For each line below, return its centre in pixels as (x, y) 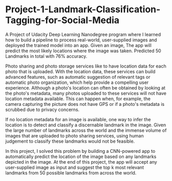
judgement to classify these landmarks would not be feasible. (70, 141)
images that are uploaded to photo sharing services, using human (75, 135)
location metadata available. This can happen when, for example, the (78, 99)
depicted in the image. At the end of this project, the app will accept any (81, 162)
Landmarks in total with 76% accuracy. (46, 56)
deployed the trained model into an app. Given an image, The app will (79, 45)
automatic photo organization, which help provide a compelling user (77, 82)
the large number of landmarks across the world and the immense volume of (86, 130)
